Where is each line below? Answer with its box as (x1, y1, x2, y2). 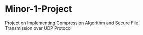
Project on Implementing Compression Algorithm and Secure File (5, 20, 139, 26)
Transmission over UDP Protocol (5, 25, 72, 31)
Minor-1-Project (5, 3, 72, 15)
